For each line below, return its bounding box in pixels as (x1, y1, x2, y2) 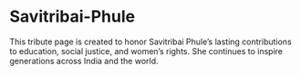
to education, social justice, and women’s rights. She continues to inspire (9, 45, 283, 56)
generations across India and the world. (9, 55, 159, 66)
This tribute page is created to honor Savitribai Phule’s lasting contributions (9, 36, 292, 47)
